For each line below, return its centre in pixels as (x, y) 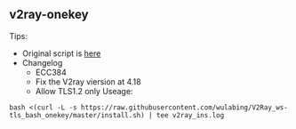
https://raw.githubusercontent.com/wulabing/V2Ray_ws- (184, 107)
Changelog (42, 62)
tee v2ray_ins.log (190, 115)
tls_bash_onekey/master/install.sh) (77, 115)
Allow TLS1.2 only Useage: (84, 91)
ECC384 (51, 72)
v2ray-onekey (49, 15)
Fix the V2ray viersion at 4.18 (88, 81)
